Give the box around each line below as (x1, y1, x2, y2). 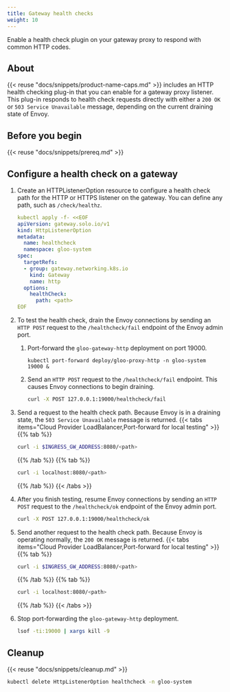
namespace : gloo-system (23, 246, 91, 253)
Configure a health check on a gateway (7, 168, 179, 179)
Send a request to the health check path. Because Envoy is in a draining (16, 408, 221, 416)
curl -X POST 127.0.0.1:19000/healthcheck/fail (27, 396, 166, 403)
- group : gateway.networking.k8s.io (23, 265, 128, 272)
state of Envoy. (7, 110, 49, 118)
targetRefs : (23, 259, 58, 266)
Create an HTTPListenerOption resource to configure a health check (16, 186, 211, 194)
